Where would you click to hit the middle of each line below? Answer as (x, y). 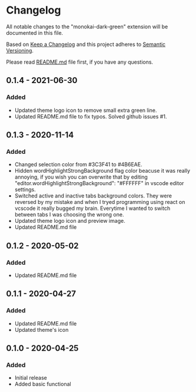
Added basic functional (43, 384)
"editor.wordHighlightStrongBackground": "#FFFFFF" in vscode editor (99, 183)
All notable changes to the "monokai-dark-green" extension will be (87, 27)
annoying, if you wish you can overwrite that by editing (81, 177)
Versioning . (20, 50)
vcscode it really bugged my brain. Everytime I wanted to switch (92, 208)
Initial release (31, 378)
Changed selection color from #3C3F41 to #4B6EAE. (78, 164)
